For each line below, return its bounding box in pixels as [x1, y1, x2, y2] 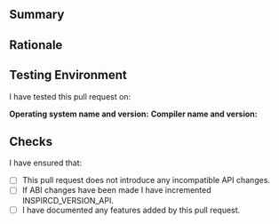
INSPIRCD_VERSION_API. [21, 195, 114, 205]
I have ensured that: [9, 157, 83, 168]
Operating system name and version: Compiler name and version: [9, 108, 258, 119]
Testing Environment [9, 68, 127, 83]
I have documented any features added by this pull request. [21, 204, 241, 215]
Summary [9, 7, 65, 22]
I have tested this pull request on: [9, 91, 132, 101]
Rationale [9, 37, 63, 52]
